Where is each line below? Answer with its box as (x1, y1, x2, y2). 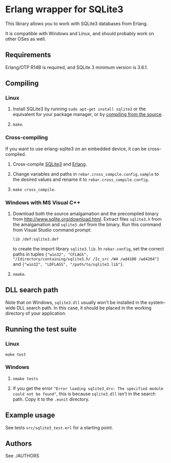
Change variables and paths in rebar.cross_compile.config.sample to (12, 171, 159, 177)
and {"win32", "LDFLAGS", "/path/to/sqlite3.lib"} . (12, 261, 124, 267)
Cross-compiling (5, 134, 48, 141)
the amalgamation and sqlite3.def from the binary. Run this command (12, 221, 161, 228)
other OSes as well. (5, 36, 46, 42)
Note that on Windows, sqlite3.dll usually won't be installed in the (5, 299, 148, 305)
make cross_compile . (12, 186, 56, 192)
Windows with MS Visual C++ (5, 199, 81, 206)
